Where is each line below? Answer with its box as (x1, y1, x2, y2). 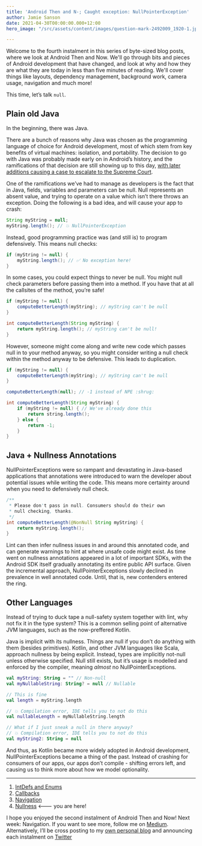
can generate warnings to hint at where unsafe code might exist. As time (6, 548, 186, 555)
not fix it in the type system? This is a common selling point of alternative (6, 620, 188, 627)
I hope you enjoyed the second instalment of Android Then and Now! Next (6, 814, 190, 821)
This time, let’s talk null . (6, 91, 66, 98)
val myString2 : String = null (6, 736, 82, 742)
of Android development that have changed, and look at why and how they (6, 60, 191, 67)
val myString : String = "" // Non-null (6, 675, 106, 681)
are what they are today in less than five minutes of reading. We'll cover (6, 67, 184, 74)
